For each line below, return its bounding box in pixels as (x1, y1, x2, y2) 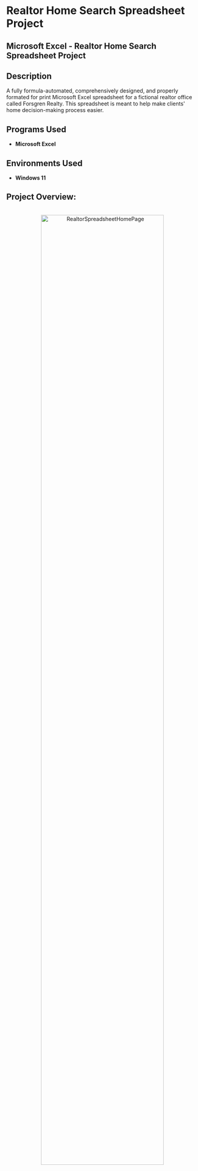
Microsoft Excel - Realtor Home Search (6, 41, 157, 51)
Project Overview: (6, 192, 76, 202)
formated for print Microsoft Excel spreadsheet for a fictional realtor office (6, 94, 193, 101)
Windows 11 (15, 174, 46, 181)
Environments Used (6, 158, 83, 168)
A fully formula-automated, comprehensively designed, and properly (6, 87, 179, 94)
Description (6, 71, 52, 81)
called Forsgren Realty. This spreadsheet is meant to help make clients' (6, 100, 186, 107)
